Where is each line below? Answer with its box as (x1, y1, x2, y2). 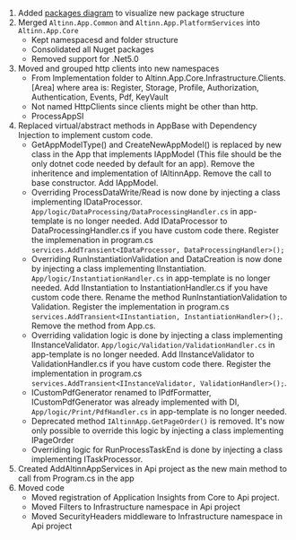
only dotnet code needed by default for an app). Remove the (30, 159, 256, 169)
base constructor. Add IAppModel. (30, 178, 159, 187)
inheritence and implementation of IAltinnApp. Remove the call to (30, 168, 272, 179)
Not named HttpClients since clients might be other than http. (30, 101, 258, 111)
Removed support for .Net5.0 (30, 54, 139, 64)
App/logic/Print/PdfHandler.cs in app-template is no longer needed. (30, 406, 287, 416)
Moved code (17, 483, 65, 492)
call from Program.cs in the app (17, 473, 135, 483)
